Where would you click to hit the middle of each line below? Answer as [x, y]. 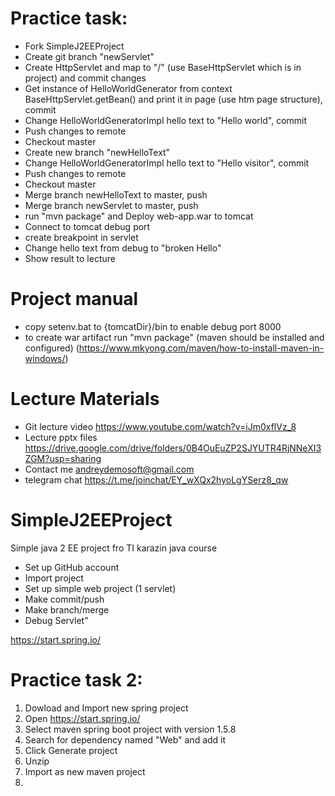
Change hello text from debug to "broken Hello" [123, 248]
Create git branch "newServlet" [89, 56]
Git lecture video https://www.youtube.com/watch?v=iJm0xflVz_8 [160, 426]
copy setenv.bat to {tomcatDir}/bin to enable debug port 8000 [153, 326]
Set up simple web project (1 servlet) [100, 588]
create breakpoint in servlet [81, 237]
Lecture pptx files [61, 437]
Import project [54, 578]
